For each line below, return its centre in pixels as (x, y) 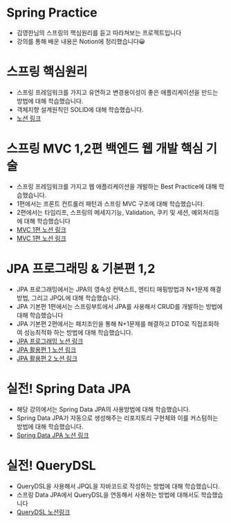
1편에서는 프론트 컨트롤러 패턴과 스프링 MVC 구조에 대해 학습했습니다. (110, 203)
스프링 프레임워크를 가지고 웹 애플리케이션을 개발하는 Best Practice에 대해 (117, 186)
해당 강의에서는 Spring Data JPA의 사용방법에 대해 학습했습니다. (103, 409)
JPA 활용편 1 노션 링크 (46, 350)
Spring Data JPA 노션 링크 (53, 435)
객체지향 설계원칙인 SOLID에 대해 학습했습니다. (80, 109)
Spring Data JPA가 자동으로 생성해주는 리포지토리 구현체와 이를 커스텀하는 (117, 418)
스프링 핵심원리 (47, 72)
